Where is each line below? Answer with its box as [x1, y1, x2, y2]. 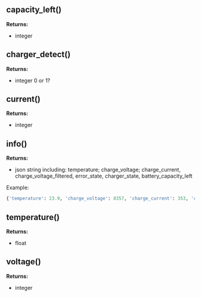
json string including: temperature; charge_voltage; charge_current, [14, 166, 181, 174]
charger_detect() [6, 49, 71, 60]
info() [6, 138, 28, 148]
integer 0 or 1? [14, 77, 51, 84]
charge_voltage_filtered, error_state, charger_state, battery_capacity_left [14, 172, 193, 180]
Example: [6, 184, 29, 191]
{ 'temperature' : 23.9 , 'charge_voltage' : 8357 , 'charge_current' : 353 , [6, 196, 188, 202]
